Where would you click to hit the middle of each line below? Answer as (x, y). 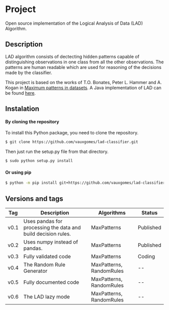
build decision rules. (47, 234)
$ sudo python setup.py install (39, 161)
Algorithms (112, 212)
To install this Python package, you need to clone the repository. (72, 133)
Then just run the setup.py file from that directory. (57, 151)
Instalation (22, 109)
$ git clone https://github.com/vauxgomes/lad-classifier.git (72, 142)
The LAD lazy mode (47, 296)
